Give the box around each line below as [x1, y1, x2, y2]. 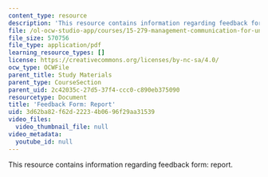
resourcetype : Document [8, 93, 88, 101]
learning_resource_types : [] [8, 49, 105, 57]
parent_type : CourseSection [8, 78, 102, 86]
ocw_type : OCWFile [8, 64, 69, 72]
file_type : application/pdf [8, 41, 102, 49]
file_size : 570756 [8, 33, 69, 42]
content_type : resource [8, 11, 88, 20]
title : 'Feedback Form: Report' [8, 100, 116, 108]
